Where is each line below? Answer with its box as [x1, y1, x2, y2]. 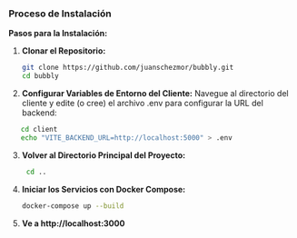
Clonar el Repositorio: [21, 45, 106, 56]
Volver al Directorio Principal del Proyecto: [21, 149, 186, 161]
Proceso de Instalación [8, 7, 112, 20]
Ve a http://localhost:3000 [21, 217, 125, 229]
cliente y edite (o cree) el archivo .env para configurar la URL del [21, 98, 264, 109]
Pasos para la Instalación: [8, 28, 108, 39]
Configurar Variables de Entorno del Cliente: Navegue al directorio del [21, 88, 289, 99]
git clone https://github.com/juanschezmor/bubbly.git [21, 63, 234, 73]
